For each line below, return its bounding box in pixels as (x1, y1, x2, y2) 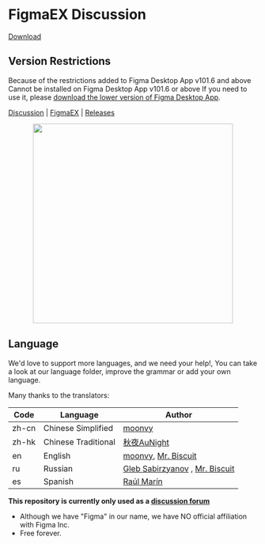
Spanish (43, 476, 74, 487)
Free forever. (19, 528, 62, 538)
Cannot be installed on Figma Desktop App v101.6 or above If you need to (8, 84, 248, 93)
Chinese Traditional (43, 436, 116, 448)
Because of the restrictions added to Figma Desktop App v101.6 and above (8, 75, 252, 85)
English (43, 450, 71, 461)
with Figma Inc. (19, 519, 70, 529)
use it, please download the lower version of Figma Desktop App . (8, 93, 221, 102)
